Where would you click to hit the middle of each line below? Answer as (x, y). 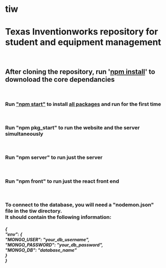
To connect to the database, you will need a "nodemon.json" (80, 205)
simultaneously (24, 134)
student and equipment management (83, 42)
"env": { (14, 234)
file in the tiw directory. (34, 211)
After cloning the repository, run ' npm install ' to (80, 72)
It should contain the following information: (58, 217)
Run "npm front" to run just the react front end (62, 181)
